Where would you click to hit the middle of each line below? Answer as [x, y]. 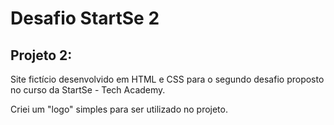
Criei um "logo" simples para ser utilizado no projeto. [119, 109]
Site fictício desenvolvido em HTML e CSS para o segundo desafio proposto [167, 79]
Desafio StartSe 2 [85, 18]
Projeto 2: [41, 55]
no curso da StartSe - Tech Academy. [88, 90]
